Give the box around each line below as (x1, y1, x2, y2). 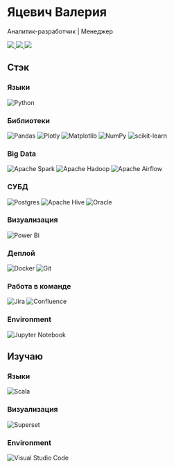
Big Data (7, 149, 37, 159)
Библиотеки (7, 115, 51, 125)
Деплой (7, 248, 36, 258)
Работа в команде (7, 282, 71, 291)
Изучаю (7, 350, 44, 362)
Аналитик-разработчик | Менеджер (7, 27, 113, 35)
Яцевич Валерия (7, 4, 107, 20)
